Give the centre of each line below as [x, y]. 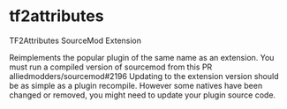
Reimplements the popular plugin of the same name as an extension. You [142, 57]
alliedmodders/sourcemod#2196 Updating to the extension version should [144, 76]
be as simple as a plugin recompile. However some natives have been [136, 85]
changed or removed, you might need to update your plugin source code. [143, 95]
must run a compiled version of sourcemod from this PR [111, 67]
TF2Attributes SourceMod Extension [76, 40]
